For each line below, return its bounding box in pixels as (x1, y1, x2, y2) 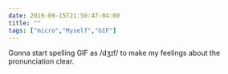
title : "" (8, 19, 42, 27)
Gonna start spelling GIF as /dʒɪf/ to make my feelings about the (8, 49, 221, 58)
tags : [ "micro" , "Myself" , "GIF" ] (8, 26, 116, 34)
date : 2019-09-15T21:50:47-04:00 (8, 11, 120, 20)
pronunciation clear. (8, 56, 75, 66)
